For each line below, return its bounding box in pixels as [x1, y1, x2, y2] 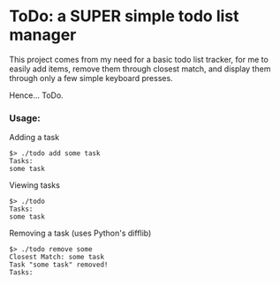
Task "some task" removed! [9, 260, 109, 270]
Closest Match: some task [9, 253, 104, 262]
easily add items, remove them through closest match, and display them [9, 64, 271, 74]
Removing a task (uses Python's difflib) [9, 228, 152, 239]
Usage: [9, 112, 42, 124]
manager [9, 25, 77, 45]
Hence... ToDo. [9, 90, 64, 101]
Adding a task [9, 132, 60, 143]
